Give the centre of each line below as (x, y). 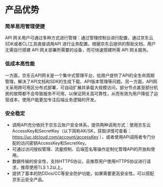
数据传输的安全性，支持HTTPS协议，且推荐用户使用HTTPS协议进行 (79, 161)
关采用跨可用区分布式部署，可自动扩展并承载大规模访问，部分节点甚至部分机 (81, 87)
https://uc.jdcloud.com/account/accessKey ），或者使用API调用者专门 (81, 137)
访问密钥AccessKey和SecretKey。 (55, 143)
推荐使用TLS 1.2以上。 (43, 168)
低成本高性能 (20, 64)
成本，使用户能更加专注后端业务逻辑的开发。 (54, 100)
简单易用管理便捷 (25, 26)
